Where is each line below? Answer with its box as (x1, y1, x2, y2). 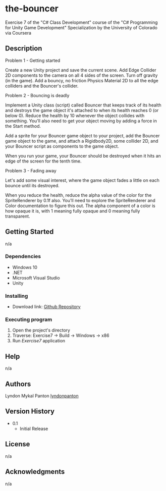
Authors (5, 380, 31, 388)
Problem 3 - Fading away (5, 167, 57, 173)
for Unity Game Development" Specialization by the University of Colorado (5, 24, 158, 30)
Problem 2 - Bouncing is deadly (5, 92, 70, 98)
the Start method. (5, 123, 41, 129)
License (5, 440, 30, 448)
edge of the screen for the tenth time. (5, 158, 82, 164)
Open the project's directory (12, 327, 70, 333)
